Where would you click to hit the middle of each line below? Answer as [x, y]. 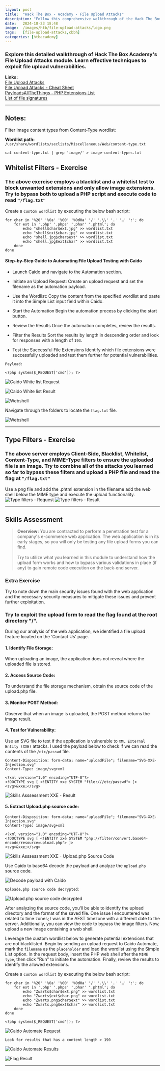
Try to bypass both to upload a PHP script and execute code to [81, 194]
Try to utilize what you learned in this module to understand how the [86, 558]
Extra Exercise [23, 581]
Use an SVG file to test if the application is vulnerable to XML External [75, 741]
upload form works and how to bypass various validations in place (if [87, 563]
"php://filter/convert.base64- [116, 838]
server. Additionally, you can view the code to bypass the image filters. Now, [82, 924]
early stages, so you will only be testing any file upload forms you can [88, 542]
